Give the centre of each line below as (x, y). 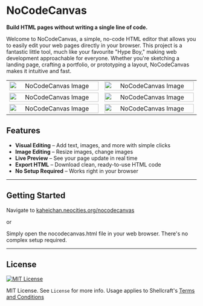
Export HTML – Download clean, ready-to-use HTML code (88, 164)
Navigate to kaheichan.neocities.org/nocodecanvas (70, 210)
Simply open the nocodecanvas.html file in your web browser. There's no (97, 234)
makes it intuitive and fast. (39, 71)
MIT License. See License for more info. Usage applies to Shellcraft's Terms (101, 291)
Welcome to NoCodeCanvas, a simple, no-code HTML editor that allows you (101, 39)
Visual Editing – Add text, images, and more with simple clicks (93, 145)
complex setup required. (37, 240)
